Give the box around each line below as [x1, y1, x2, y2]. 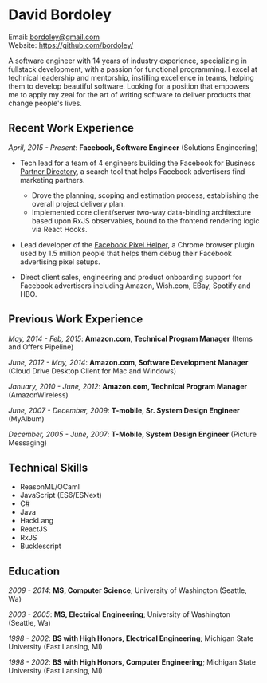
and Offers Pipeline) [8, 341, 74, 352]
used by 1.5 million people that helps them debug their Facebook [19, 248, 233, 258]
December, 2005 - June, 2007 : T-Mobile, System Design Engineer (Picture [8, 429, 257, 439]
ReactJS [19, 524, 48, 534]
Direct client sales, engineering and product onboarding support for [19, 272, 242, 282]
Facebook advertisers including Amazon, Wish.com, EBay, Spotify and [19, 281, 251, 290]
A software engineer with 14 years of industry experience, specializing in [8, 56, 247, 65]
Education [8, 564, 61, 578]
